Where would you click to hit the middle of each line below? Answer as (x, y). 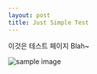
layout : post (29, 15)
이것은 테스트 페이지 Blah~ (49, 46)
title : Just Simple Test (48, 23)
